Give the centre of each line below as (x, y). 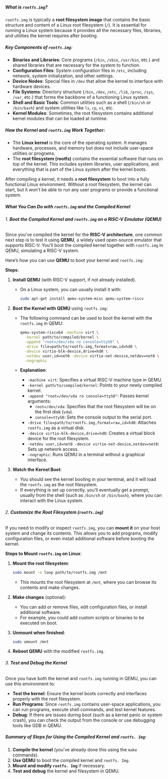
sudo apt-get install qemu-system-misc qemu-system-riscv (82, 299)
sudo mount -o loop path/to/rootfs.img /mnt (60, 572)
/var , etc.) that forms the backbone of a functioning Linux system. (81, 97)
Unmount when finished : (39, 632)
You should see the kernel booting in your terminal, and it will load (88, 479)
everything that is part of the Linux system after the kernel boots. (79, 169)
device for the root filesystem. (58, 439)
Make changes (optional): (39, 597)
